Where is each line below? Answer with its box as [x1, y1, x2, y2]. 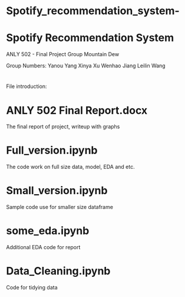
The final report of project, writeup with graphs [6, 123, 120, 130]
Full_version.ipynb [6, 143, 98, 157]
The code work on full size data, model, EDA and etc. [6, 164, 135, 171]
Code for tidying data [6, 284, 58, 291]
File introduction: [6, 83, 47, 90]
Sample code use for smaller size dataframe [6, 204, 114, 211]
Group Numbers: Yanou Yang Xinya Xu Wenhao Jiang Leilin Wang [6, 62, 166, 69]
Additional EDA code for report [6, 244, 81, 251]
